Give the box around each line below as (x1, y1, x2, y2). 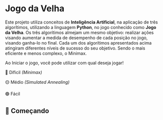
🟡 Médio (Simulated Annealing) (5, 79, 70, 85)
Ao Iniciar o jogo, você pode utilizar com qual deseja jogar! (5, 60, 124, 66)
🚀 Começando (5, 107, 49, 115)
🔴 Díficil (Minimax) (5, 69, 43, 75)
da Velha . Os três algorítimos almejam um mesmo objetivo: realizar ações (5, 29, 154, 35)
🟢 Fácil (5, 91, 21, 96)
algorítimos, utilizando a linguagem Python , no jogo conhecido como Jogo (5, 24, 157, 30)
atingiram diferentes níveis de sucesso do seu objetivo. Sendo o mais (5, 45, 146, 51)
